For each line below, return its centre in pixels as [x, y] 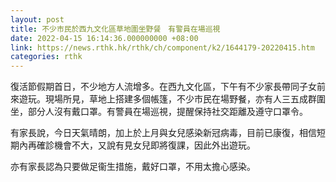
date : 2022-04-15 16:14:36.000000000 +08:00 [104, 38]
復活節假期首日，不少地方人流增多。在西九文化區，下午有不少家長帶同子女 [163, 87]
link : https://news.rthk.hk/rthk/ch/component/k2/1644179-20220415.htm [162, 47]
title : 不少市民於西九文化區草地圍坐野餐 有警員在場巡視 [115, 29]
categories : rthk [46, 57]
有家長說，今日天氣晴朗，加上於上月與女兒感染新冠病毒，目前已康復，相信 [163, 133]
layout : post [37, 19]
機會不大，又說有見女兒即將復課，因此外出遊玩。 [154, 145]
